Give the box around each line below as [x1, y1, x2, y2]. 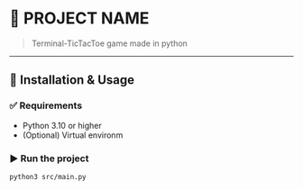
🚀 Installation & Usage [9, 72, 135, 88]
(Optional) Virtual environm [22, 130, 124, 140]
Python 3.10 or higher [22, 120, 102, 131]
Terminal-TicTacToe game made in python [31, 38, 188, 49]
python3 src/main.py [9, 172, 87, 181]
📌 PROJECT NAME [9, 8, 150, 29]
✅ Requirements [9, 99, 83, 112]
